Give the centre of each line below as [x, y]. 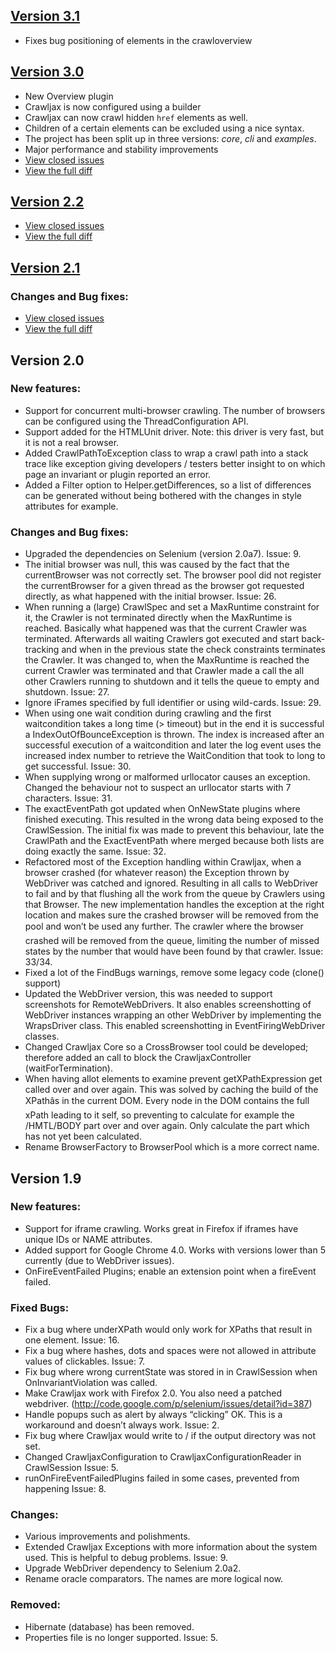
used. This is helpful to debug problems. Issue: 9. [126, 1558]
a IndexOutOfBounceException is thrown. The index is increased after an [174, 735]
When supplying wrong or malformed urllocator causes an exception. [167, 777]
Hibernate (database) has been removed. [109, 1626]
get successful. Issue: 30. [78, 766]
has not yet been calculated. [83, 1136]
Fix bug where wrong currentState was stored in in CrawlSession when [171, 1372]
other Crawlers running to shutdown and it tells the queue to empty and [172, 681]
